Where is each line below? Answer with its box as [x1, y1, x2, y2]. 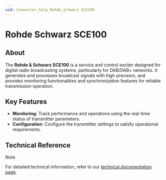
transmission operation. [5, 83, 54, 89]
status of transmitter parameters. [12, 116, 81, 122]
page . [5, 169, 17, 175]
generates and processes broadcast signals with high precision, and [5, 72, 146, 78]
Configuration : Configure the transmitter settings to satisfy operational [12, 121, 159, 127]
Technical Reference [5, 141, 71, 150]
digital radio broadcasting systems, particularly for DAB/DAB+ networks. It [5, 67, 158, 73]
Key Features [5, 98, 47, 106]
